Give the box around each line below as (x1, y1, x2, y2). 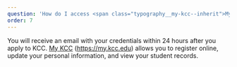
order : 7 (7, 17, 33, 24)
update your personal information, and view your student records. (7, 51, 199, 60)
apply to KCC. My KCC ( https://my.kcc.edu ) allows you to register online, (7, 44, 219, 52)
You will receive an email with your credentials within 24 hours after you (7, 36, 217, 44)
